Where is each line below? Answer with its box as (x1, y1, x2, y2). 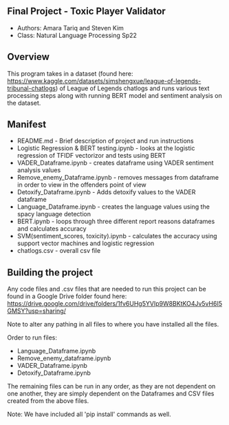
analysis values (17, 166, 61, 174)
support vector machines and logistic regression (17, 239, 155, 247)
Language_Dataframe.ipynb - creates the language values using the (17, 203, 210, 211)
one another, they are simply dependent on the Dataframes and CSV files (7, 389, 215, 398)
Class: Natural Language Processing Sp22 (17, 31, 138, 39)
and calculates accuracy (17, 225, 87, 233)
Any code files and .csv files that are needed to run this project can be (7, 285, 206, 293)
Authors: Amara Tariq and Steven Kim (17, 23, 124, 32)
